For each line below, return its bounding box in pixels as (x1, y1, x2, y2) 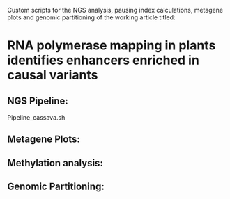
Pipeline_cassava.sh (7, 113, 66, 121)
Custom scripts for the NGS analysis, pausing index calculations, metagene (7, 6, 224, 14)
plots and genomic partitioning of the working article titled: (7, 13, 176, 22)
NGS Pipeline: (7, 95, 68, 106)
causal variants (7, 67, 98, 83)
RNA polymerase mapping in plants (7, 38, 216, 54)
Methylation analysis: (7, 157, 103, 169)
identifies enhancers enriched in (7, 52, 200, 68)
